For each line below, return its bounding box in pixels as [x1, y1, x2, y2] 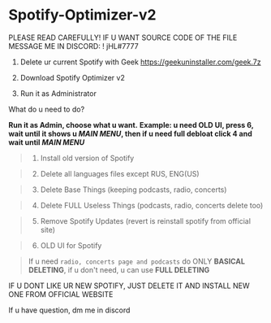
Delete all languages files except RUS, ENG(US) [40, 168, 200, 178]
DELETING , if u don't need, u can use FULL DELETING [28, 264, 210, 274]
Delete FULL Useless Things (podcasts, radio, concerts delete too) [40, 200, 264, 210]
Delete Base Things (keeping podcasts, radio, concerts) [40, 185, 227, 194]
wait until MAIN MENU [8, 137, 85, 147]
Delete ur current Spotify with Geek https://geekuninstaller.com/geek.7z [19, 57, 261, 67]
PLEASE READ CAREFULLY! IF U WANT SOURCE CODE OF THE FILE [8, 33, 238, 42]
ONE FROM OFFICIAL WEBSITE [8, 289, 114, 299]
